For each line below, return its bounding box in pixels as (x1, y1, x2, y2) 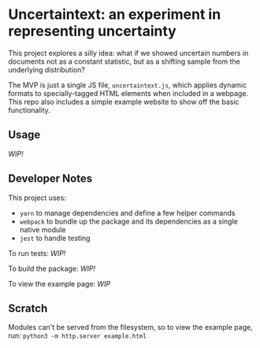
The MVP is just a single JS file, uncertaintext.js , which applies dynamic (8, 80, 247, 90)
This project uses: (8, 193, 67, 202)
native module (19, 224, 66, 234)
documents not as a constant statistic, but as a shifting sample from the (8, 57, 240, 66)
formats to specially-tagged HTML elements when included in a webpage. (8, 88, 249, 98)
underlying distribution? (8, 65, 85, 74)
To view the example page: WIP (8, 279, 111, 288)
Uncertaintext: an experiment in (8, 6, 221, 24)
